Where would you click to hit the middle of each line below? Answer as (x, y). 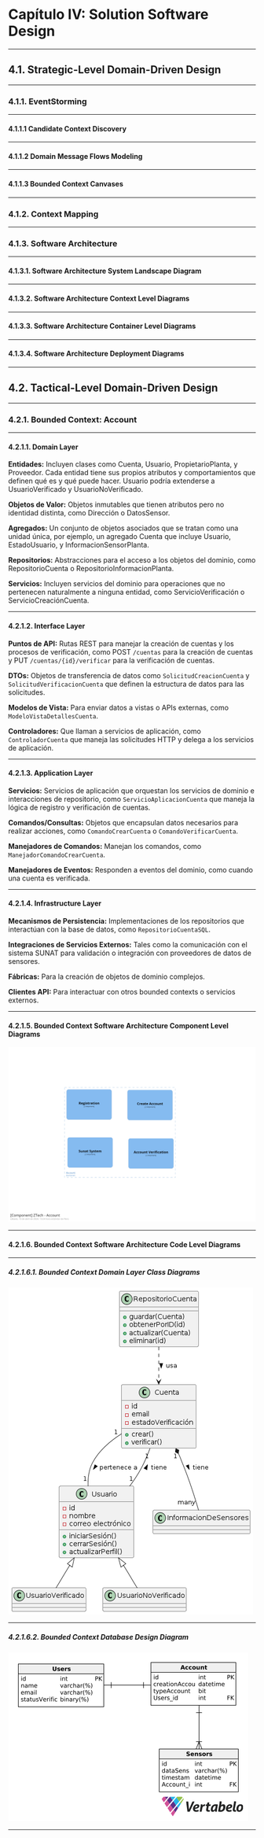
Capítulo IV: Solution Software (108, 15)
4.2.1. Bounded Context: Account (73, 419)
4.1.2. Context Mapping (53, 214)
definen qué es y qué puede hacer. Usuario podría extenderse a (112, 481)
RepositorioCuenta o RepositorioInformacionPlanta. (91, 569)
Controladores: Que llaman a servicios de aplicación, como (105, 731)
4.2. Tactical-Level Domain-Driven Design (113, 388)
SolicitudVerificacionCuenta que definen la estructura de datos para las (126, 684)
